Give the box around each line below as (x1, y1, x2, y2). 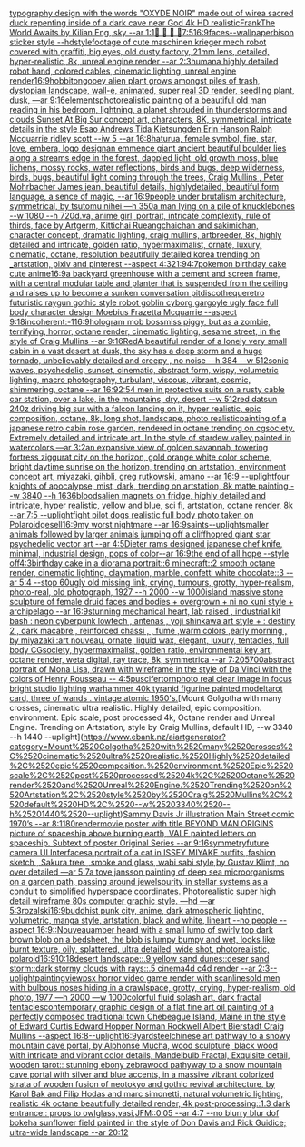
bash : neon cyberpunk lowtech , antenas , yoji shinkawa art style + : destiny (9, 616, 296, 626)
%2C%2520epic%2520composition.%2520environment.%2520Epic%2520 (9, 760, 294, 771)
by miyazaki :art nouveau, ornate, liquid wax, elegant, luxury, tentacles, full (9, 635, 289, 646)
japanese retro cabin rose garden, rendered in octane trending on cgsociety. (9, 422, 295, 433)
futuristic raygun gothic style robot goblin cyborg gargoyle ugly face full (9, 297, 279, 308)
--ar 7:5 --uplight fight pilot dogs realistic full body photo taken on (9, 509, 254, 520)
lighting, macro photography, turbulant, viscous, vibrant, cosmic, (9, 374, 251, 385)
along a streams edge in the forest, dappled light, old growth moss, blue (9, 153, 279, 163)
